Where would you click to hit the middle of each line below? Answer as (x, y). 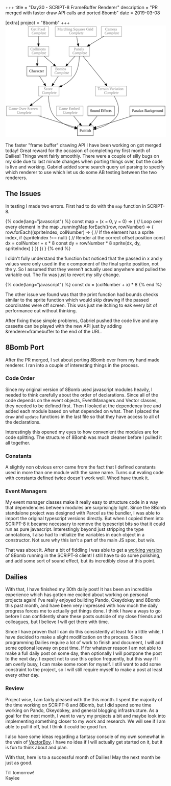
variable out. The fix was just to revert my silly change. (63, 275)
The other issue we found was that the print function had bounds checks (82, 294)
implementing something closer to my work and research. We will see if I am (86, 721)
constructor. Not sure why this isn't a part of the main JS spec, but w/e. (80, 540)
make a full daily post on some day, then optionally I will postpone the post (84, 653)
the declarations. (23, 422)
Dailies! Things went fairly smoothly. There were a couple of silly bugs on (82, 156)
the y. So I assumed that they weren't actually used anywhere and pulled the (86, 269)
